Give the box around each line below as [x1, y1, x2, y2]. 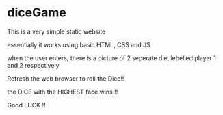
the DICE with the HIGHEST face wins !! [7, 88, 118, 96]
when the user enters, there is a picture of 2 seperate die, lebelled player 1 [7, 53, 217, 62]
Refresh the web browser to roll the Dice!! [7, 74, 124, 83]
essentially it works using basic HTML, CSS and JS [7, 40, 150, 49]
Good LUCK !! [7, 101, 46, 109]
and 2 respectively [7, 61, 60, 69]
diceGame [7, 5, 66, 21]
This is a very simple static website [7, 27, 106, 36]
